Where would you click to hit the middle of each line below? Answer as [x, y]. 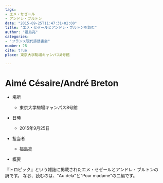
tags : [10, 9]
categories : [17, 37]
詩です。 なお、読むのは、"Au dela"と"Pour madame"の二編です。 [71, 176]
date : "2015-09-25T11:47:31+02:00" [41, 23]
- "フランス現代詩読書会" [27, 41]
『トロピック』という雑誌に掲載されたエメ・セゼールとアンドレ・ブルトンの [82, 170]
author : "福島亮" [21, 32]
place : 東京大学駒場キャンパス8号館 [37, 55]
